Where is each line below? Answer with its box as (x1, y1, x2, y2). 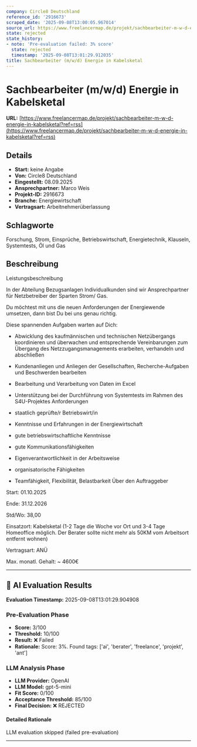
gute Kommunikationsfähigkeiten (14, 443, 94, 450)
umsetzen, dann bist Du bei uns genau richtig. (6, 310, 117, 317)
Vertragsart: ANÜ (6, 546, 48, 554)
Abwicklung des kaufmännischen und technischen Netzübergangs (14, 332, 176, 339)
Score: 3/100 (14, 624, 47, 631)
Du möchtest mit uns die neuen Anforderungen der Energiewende (6, 303, 165, 311)
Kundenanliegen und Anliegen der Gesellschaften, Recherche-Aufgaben (14, 362, 189, 369)
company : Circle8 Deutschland (6, 8, 80, 15)
